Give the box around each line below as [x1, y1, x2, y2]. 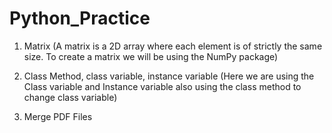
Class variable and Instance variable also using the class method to [23, 80, 302, 92]
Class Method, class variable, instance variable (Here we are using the [23, 70, 315, 82]
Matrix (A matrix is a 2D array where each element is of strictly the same [23, 40, 323, 52]
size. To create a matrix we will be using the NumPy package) [23, 50, 279, 62]
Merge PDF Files [23, 110, 93, 122]
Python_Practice [9, 7, 151, 30]
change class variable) [23, 91, 118, 103]
